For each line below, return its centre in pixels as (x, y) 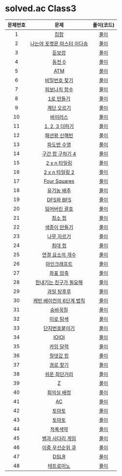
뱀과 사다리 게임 (59, 438)
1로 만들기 (59, 98)
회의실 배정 (59, 392)
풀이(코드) (104, 25)
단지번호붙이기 (59, 328)
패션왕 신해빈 (59, 135)
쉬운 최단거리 (59, 374)
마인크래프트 (59, 264)
